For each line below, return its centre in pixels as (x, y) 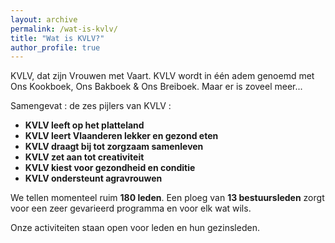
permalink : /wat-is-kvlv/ (64, 29)
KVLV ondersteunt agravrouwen (93, 178)
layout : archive (44, 19)
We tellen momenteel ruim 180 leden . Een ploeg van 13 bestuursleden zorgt (167, 198)
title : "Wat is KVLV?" (57, 38)
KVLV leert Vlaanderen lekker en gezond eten (121, 136)
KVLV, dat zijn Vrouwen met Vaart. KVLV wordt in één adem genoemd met (162, 76)
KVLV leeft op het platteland (84, 125)
